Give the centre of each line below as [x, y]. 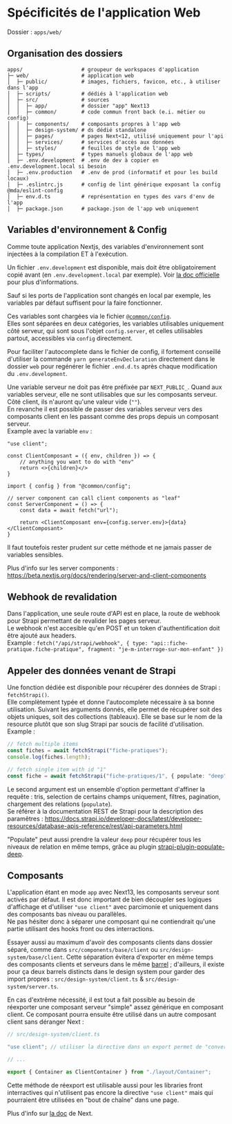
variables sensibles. [35, 554]
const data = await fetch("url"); [69, 510]
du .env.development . [37, 373]
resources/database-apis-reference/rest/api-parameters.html [95, 826]
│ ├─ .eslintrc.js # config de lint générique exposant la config [114, 185]
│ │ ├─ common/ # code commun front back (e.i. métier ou [106, 112]
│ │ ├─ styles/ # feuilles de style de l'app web [94, 148]
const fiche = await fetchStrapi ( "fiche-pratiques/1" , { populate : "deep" [117, 776]
